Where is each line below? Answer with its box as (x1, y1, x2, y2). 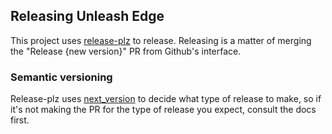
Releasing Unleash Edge (10, 8, 165, 25)
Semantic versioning (10, 70, 113, 84)
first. (10, 114, 30, 126)
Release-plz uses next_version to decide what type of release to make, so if (10, 93, 322, 105)
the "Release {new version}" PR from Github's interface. (10, 45, 242, 57)
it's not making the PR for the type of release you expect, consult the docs (10, 104, 317, 116)
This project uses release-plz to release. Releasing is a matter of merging (10, 34, 312, 46)
